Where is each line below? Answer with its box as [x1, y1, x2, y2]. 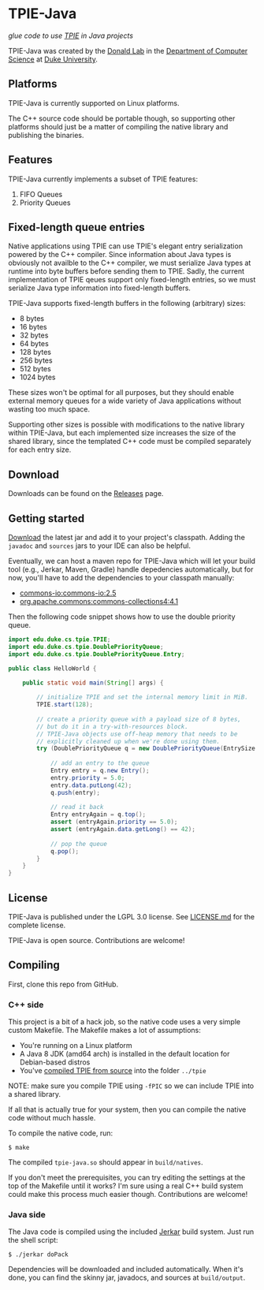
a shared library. [8, 1090, 61, 1099]
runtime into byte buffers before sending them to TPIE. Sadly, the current [8, 267, 245, 276]
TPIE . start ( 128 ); [36, 701, 93, 709]
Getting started [8, 512, 85, 525]
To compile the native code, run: [8, 1128, 113, 1138]
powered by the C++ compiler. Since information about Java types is [8, 250, 232, 259]
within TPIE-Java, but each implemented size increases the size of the [8, 428, 236, 438]
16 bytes [19, 322, 47, 332]
